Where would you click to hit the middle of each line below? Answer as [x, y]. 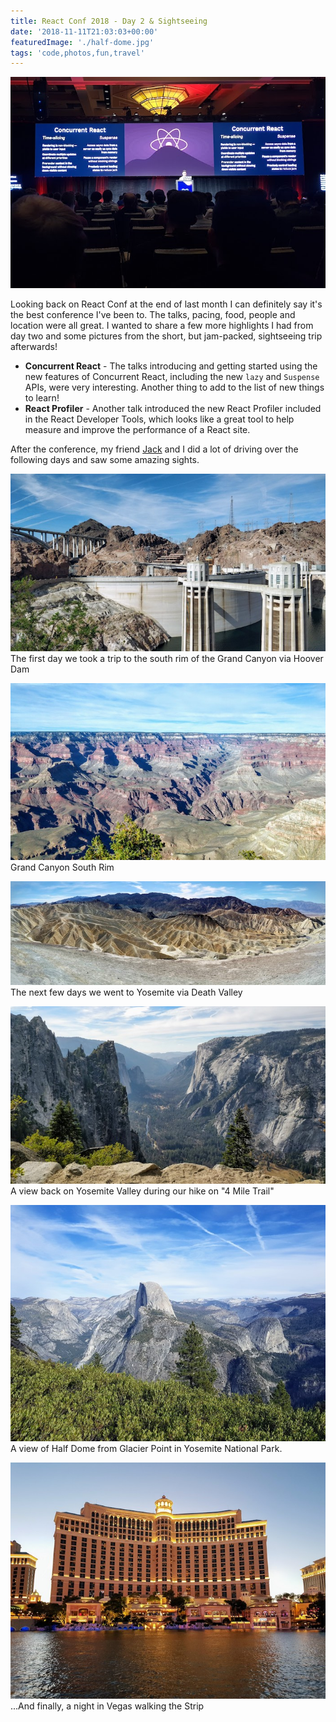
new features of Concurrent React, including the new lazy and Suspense [172, 376]
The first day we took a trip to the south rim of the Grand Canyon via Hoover [167, 658]
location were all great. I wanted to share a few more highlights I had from [162, 325]
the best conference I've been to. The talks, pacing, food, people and [153, 314]
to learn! [42, 397]
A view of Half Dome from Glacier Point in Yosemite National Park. [146, 1448]
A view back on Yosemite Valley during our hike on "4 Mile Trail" [142, 1191]
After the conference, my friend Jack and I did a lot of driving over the [154, 449]
